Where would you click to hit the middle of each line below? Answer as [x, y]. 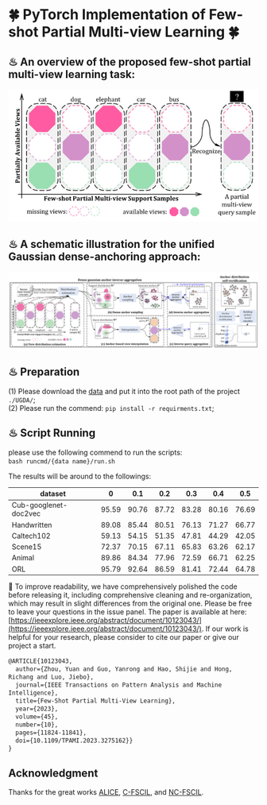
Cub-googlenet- [39, 505]
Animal [23, 558]
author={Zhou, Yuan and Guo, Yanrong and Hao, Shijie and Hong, [124, 669]
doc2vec [26, 513]
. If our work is [225, 629]
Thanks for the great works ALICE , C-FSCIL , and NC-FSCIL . [106, 792]
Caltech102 [31, 536]
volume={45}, [37, 717]
